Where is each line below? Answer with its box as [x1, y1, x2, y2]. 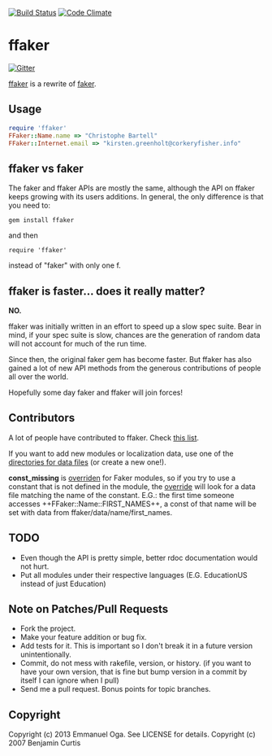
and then [8, 230, 38, 240]
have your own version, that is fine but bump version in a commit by [19, 667, 248, 677]
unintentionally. [19, 649, 71, 659]
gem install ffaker [8, 216, 75, 225]
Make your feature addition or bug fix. [19, 632, 148, 642]
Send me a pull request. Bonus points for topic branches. [19, 684, 211, 694]
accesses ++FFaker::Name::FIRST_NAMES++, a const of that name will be [8, 499, 257, 509]
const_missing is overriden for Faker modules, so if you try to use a [8, 473, 236, 483]
